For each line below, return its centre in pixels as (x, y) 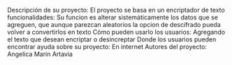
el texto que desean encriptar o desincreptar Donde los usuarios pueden (112, 39)
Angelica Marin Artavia (40, 54)
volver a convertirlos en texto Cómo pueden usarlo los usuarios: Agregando (116, 32)
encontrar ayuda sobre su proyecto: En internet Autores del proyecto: (107, 47)
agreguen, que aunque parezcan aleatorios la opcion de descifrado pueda (114, 25)
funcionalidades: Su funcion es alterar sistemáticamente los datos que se (113, 17)
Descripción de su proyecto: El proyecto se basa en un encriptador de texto (116, 10)
